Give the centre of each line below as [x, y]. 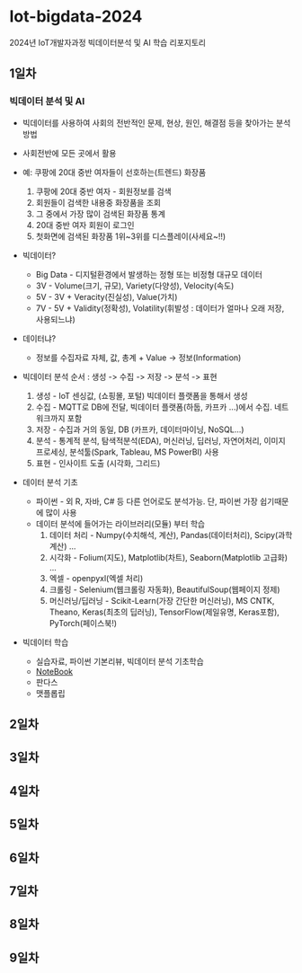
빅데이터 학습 [45, 642]
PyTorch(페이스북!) [83, 623]
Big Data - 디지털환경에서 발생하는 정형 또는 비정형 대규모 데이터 [149, 274]
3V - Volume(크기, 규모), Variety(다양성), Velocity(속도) [135, 286]
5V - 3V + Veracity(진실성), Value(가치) [107, 296]
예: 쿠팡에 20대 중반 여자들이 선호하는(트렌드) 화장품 [114, 172]
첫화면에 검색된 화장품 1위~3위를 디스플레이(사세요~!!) [131, 236]
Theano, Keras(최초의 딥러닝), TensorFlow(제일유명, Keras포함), [164, 612]
